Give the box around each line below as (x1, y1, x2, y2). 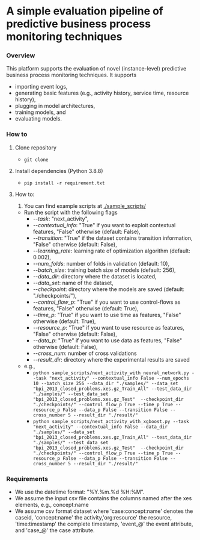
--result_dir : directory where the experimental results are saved (32, 356, 190, 363)
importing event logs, (14, 83, 68, 90)
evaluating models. (14, 115, 62, 122)
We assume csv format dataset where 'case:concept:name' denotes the (14, 507, 193, 515)
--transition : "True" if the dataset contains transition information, (32, 234, 193, 242)
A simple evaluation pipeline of (6, 4, 164, 18)
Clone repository (14, 143, 57, 151)
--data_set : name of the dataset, (32, 279, 114, 286)
